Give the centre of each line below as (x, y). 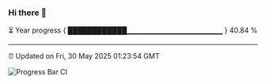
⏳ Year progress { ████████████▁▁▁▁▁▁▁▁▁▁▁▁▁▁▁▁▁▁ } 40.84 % (133, 30)
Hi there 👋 (28, 13)
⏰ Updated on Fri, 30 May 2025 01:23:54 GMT (84, 56)
